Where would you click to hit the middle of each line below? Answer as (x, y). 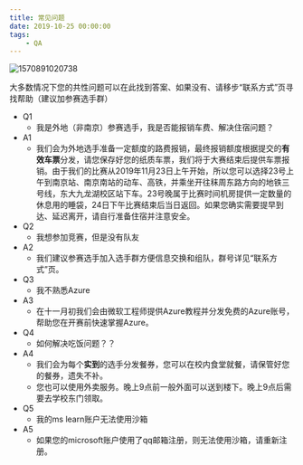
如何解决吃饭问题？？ (76, 344)
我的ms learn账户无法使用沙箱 (92, 419)
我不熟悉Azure (63, 290)
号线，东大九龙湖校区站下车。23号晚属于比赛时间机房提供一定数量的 (164, 194)
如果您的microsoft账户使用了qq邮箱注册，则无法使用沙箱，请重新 (157, 441)
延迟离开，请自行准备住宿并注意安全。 (123, 216)
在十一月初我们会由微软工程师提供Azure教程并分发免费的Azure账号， (165, 311)
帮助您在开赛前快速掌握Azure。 (95, 323)
